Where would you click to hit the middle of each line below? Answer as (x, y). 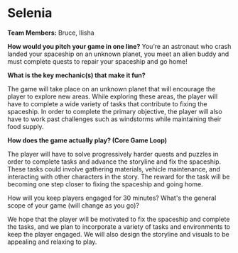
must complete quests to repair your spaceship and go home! (97, 61)
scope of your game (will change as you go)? (74, 205)
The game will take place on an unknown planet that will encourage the (112, 89)
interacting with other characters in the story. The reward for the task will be (119, 176)
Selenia (30, 13)
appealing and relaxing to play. (52, 242)
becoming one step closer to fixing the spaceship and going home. (106, 184)
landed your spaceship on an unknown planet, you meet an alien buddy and (118, 54)
